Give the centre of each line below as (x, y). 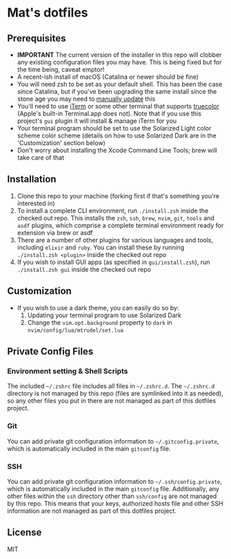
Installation (32, 179)
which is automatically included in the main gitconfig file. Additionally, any (113, 489)
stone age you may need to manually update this (86, 99)
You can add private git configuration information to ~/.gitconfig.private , (113, 441)
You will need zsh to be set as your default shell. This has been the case (120, 84)
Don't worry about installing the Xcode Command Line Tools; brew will (117, 150)
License (24, 532)
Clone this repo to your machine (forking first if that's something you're (118, 196)
